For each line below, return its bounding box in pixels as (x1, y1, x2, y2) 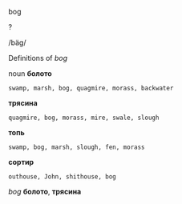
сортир (8, 158, 34, 166)
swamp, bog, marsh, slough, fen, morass (8, 143, 146, 151)
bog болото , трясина (8, 187, 82, 196)
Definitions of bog (8, 54, 68, 62)
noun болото (8, 69, 52, 78)
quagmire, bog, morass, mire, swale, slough (8, 114, 160, 122)
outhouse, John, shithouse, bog (8, 173, 116, 181)
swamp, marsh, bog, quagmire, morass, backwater (8, 84, 174, 92)
